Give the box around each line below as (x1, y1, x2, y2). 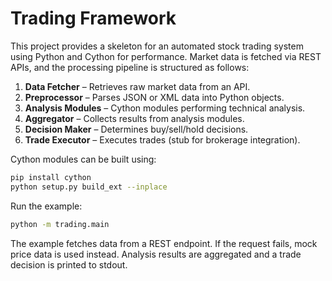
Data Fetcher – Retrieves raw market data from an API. (24, 80, 251, 92)
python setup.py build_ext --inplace (10, 182, 168, 192)
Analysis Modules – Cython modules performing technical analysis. (24, 102, 306, 114)
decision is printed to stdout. (10, 258, 128, 271)
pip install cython (10, 172, 92, 182)
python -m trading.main (10, 219, 110, 229)
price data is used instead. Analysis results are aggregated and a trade (10, 248, 302, 260)
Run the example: (10, 200, 83, 212)
